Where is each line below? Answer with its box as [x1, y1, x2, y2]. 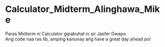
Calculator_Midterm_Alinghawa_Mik [5, 3, 160, 15]
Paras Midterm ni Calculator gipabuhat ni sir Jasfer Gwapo [5, 30, 126, 36]
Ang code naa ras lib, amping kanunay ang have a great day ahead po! [5, 36, 151, 42]
